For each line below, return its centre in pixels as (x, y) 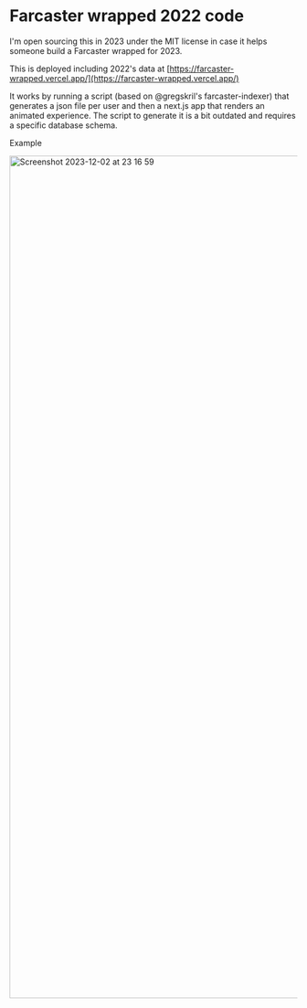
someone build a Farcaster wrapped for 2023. (96, 50)
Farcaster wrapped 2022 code (127, 16)
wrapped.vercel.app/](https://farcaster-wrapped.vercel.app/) (124, 78)
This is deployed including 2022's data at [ (90, 69)
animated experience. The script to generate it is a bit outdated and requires (153, 115)
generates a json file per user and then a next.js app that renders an (137, 105)
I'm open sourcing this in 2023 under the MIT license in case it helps (138, 41)
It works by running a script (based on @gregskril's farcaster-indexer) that (149, 96)
